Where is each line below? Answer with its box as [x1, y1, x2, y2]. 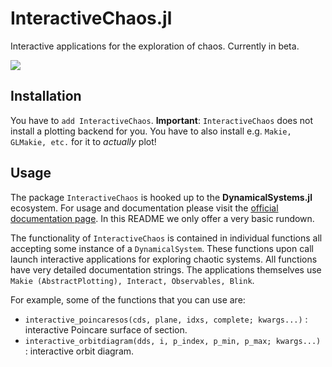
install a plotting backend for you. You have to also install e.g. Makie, [10, 125, 292, 137]
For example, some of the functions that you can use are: [10, 293, 246, 306]
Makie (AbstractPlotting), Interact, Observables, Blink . [10, 274, 255, 286]
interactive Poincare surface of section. [24, 323, 188, 336]
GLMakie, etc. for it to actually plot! [10, 135, 157, 147]
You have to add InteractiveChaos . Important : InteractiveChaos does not [10, 114, 314, 126]
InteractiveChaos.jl [10, 7, 173, 30]
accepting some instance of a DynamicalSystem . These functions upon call [10, 242, 315, 254]
